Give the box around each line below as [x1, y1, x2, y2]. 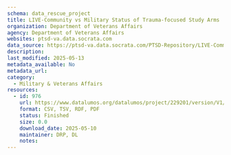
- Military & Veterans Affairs [13, 80, 103, 87]
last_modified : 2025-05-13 [7, 55, 85, 62]
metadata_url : [7, 67, 48, 74]
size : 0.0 [19, 118, 48, 126]
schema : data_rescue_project [7, 10, 91, 17]
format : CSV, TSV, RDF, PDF [19, 106, 100, 112]
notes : [19, 138, 38, 145]
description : [7, 49, 45, 56]
